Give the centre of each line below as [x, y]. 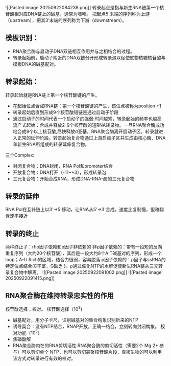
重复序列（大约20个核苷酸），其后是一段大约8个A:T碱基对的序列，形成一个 [83, 253]
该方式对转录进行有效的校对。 [44, 358]
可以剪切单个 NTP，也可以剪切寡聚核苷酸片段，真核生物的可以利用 [92, 352]
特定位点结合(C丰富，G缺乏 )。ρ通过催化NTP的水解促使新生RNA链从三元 [82, 266]
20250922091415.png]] [30, 278]
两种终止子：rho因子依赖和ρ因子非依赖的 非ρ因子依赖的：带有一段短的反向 [84, 247]
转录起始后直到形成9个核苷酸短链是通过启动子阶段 [66, 112]
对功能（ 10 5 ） [27, 332]
